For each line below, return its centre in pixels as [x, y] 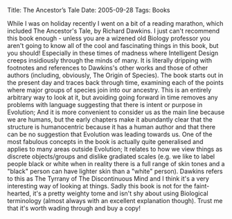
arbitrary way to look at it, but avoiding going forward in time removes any [113, 97]
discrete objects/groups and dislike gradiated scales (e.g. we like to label [111, 156]
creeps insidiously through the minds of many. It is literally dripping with [110, 60]
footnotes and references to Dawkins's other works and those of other [108, 68]
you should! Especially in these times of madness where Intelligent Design [113, 53]
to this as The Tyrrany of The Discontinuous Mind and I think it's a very [108, 179]
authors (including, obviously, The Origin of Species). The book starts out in [115, 75]
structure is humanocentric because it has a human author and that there [111, 127]
